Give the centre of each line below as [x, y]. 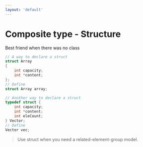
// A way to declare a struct [36, 57]
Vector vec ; [17, 130]
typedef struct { [23, 102]
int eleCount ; [29, 116]
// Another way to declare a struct [43, 98]
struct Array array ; [27, 89]
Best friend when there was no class [42, 48]
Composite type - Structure [63, 34]
